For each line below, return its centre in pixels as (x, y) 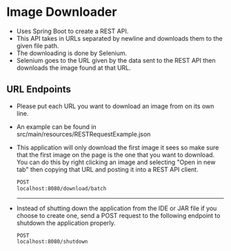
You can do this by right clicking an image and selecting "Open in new (116, 162)
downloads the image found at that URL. (74, 68)
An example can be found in (57, 127)
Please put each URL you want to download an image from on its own (115, 106)
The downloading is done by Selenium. (72, 53)
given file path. (38, 46)
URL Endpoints (39, 89)
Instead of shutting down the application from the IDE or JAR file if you (117, 208)
